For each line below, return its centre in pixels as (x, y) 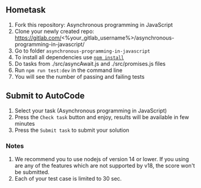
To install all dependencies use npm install (69, 57)
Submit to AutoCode (45, 96)
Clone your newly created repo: (54, 31)
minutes (24, 123)
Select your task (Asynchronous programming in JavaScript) (91, 110)
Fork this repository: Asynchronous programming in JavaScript (94, 24)
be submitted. (32, 172)
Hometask (26, 10)
